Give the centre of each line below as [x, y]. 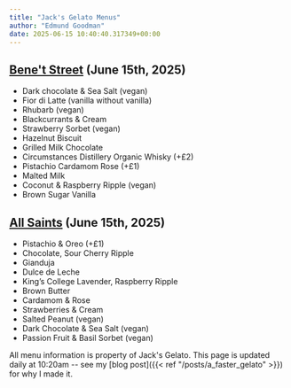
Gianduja [38, 263]
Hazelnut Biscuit [52, 138]
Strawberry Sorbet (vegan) [71, 128]
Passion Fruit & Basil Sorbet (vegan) [87, 338]
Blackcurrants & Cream [64, 120]
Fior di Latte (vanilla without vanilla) [87, 101]
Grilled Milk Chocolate [63, 148]
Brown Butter [46, 291]
